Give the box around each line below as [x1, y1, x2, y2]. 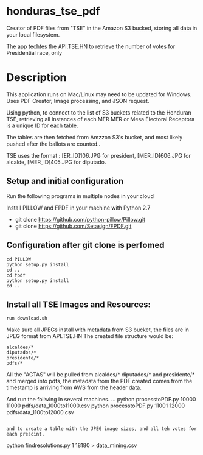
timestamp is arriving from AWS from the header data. [6, 384, 142, 391]
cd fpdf [6, 272, 26, 278]
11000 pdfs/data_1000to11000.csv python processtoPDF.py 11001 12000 [6, 402, 185, 409]
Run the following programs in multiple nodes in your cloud [6, 192, 154, 199]
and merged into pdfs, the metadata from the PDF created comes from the [6, 378, 193, 385]
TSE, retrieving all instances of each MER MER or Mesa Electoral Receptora [6, 115, 195, 122]
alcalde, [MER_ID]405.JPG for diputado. [6, 158, 106, 166]
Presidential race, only [6, 49, 63, 56]
